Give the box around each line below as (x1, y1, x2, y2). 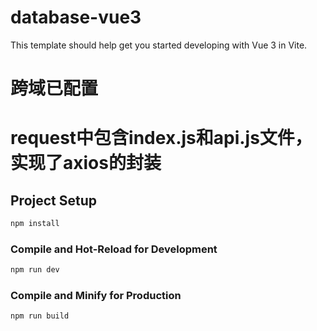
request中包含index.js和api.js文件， (10, 127, 313, 150)
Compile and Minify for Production (10, 289, 182, 303)
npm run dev (10, 265, 60, 275)
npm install (10, 219, 60, 229)
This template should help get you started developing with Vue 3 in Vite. (10, 39, 308, 51)
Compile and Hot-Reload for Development (10, 242, 218, 256)
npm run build (10, 311, 70, 321)
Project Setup (10, 192, 98, 209)
